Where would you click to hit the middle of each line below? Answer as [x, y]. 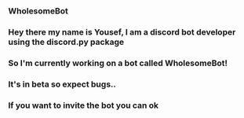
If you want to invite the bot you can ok [84, 105]
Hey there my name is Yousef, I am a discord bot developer [122, 31]
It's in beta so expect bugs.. [62, 84]
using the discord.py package [66, 42]
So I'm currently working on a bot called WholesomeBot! [118, 63]
